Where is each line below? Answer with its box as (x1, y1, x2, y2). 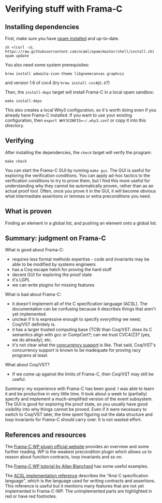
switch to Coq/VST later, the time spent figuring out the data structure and (5, 411, 153, 418)
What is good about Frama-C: (5, 247, 64, 253)
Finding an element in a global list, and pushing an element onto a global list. (5, 220, 157, 226)
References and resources (5, 431, 87, 439)
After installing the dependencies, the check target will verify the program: (5, 149, 152, 155)
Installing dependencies (5, 23, 79, 31)
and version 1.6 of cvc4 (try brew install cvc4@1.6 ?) (5, 80, 110, 85)
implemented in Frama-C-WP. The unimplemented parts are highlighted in (5, 488, 152, 494)
